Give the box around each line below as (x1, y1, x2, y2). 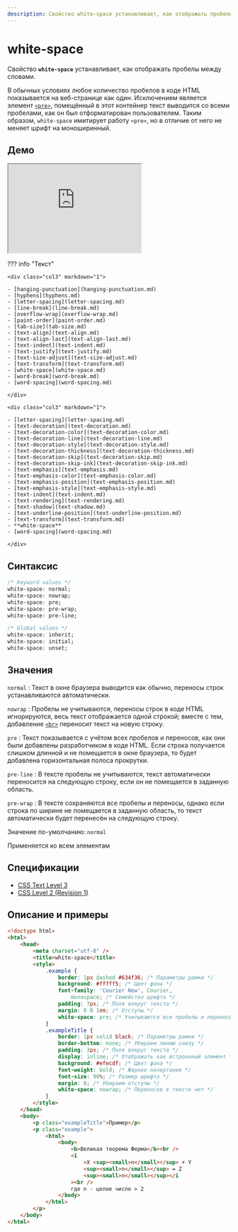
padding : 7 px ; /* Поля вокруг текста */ (57, 1000, 179, 1007)
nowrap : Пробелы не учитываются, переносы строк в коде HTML (7, 704, 204, 713)
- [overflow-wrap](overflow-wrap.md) (7, 310, 119, 318)
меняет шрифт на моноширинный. (7, 124, 111, 132)
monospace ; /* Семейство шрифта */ (70, 994, 176, 1001)
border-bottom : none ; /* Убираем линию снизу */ (57, 1040, 204, 1047)
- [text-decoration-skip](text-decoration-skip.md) (7, 454, 163, 461)
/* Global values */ (7, 625, 69, 632)
